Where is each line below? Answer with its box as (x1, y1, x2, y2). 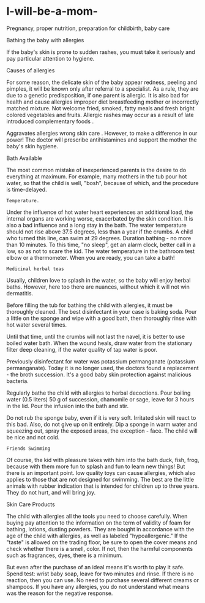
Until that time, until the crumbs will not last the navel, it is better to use (6, 333, 185, 340)
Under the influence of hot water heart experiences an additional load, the (6, 208, 193, 216)
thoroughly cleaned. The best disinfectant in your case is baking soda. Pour (6, 308, 197, 315)
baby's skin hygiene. (6, 142, 59, 150)
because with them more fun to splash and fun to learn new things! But (6, 463, 185, 470)
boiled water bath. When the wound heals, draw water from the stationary (6, 339, 193, 347)
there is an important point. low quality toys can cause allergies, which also (6, 469, 196, 476)
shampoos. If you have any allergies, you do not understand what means (6, 583, 190, 590)
